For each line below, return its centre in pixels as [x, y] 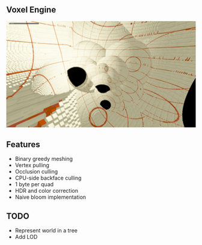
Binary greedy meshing [44, 159]
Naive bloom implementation [50, 197]
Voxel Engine [31, 10]
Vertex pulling [32, 165]
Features [23, 144]
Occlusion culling [36, 172]
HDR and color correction [46, 191]
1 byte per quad [34, 184]
